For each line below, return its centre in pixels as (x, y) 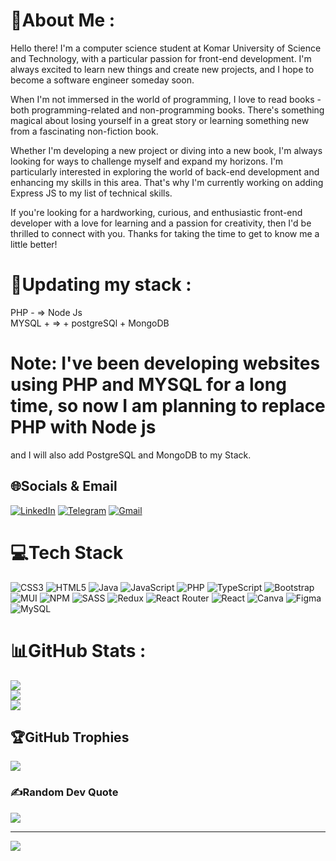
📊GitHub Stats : (78, 650)
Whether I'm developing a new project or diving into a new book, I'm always (166, 150)
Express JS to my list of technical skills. (91, 193)
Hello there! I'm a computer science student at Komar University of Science (166, 48)
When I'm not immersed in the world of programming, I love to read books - (166, 99)
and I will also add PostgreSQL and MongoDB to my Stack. (131, 455)
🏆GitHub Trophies (70, 737)
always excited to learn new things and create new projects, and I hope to (162, 69)
